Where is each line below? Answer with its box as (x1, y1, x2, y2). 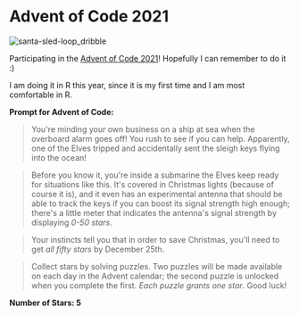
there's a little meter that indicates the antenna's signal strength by (30, 207, 278, 218)
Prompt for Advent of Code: (9, 106, 114, 117)
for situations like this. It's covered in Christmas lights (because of (30, 178, 275, 189)
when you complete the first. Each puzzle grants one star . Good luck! (30, 279, 287, 291)
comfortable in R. (9, 89, 73, 100)
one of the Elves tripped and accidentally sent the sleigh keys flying (30, 143, 280, 153)
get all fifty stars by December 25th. (30, 244, 165, 254)
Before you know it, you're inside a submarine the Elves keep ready (30, 170, 279, 180)
